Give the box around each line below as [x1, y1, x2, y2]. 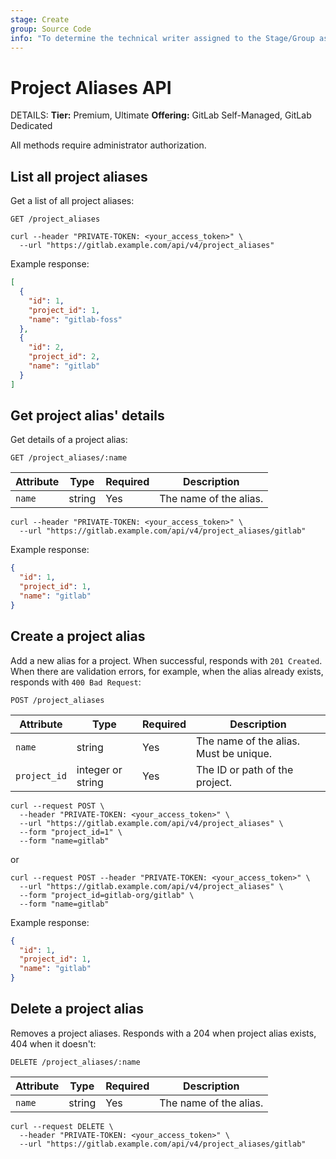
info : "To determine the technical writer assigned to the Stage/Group [10, 33, 315, 43]
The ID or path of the [196, 762, 294, 776]
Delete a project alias [10, 1001, 144, 1018]
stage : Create [10, 14, 70, 25]
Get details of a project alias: [10, 434, 128, 446]
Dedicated [10, 120, 53, 132]
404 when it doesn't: [10, 1037, 97, 1050]
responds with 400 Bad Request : [10, 676, 142, 688]
